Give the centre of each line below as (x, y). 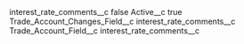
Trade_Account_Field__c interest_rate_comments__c (105, 31)
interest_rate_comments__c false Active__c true (96, 12)
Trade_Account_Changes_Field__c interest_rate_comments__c (122, 21)
